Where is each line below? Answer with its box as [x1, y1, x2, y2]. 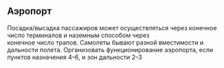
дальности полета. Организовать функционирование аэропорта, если [7, 45, 214, 54]
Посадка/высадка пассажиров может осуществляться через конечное [7, 23, 218, 32]
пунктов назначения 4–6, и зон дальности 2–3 [7, 53, 142, 61]
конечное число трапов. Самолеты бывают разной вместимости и [7, 38, 204, 47]
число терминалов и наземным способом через [7, 31, 150, 39]
